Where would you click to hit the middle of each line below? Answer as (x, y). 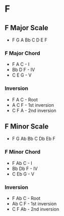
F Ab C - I (22, 163)
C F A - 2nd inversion (34, 110)
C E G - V (22, 75)
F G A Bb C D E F (29, 40)
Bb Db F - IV (25, 169)
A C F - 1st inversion (33, 105)
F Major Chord (23, 53)
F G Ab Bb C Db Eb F (34, 139)
